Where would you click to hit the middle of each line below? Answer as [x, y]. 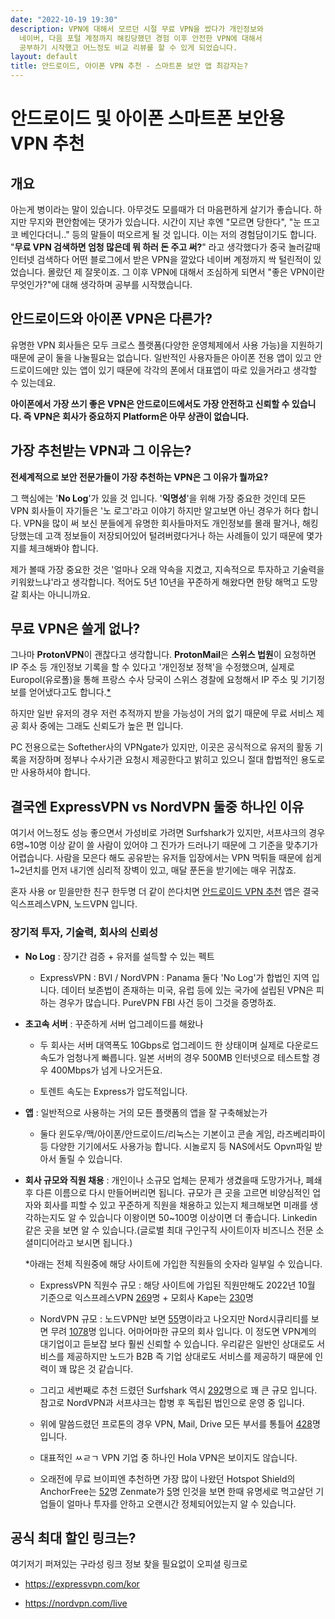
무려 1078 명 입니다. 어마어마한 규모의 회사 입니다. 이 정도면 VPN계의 [183, 1331]
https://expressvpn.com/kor [82, 1584]
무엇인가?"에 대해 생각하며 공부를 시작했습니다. [101, 284]
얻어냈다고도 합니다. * [70, 692]
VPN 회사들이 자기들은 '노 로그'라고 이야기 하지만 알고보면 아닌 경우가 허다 [155, 510]
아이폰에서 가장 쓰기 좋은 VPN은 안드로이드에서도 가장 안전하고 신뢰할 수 [150, 403]
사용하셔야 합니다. [55, 772]
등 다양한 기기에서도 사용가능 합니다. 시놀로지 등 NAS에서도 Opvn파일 [176, 1146]
